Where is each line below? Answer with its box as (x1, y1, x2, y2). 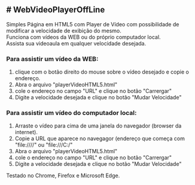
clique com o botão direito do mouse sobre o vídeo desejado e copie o (14, 68, 190, 75)
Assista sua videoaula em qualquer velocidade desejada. (6, 40, 147, 47)
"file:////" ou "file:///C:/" (14, 141, 73, 148)
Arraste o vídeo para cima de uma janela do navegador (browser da (14, 122, 182, 129)
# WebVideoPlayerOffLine (6, 5, 105, 15)
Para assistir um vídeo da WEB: (6, 54, 99, 63)
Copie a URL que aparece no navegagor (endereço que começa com (14, 135, 185, 142)
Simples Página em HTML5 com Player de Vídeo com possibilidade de (6, 20, 179, 28)
